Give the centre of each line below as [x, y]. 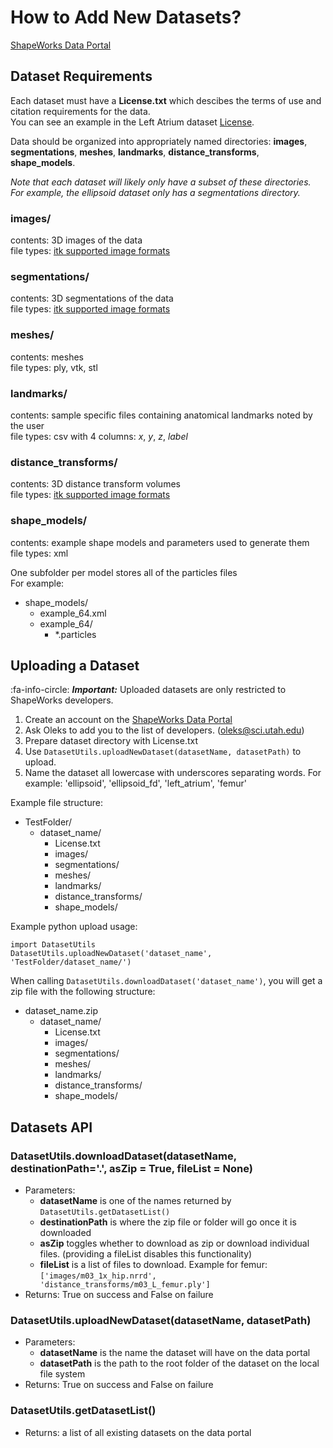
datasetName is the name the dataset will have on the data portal [175, 1353]
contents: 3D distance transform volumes [95, 484]
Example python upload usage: [74, 927]
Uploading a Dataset [75, 665]
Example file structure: [56, 803]
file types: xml [39, 553]
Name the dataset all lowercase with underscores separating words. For [173, 773]
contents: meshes [47, 357]
